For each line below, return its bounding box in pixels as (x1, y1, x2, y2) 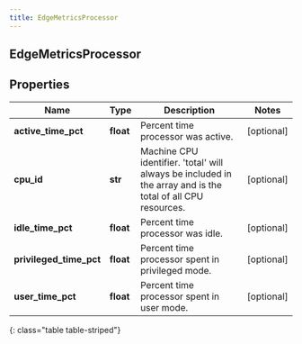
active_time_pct (13, 124, 84, 137)
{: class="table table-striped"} (9, 324, 121, 335)
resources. (140, 201, 186, 213)
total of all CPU (140, 190, 204, 203)
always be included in (140, 167, 232, 180)
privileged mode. (140, 264, 212, 276)
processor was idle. (140, 227, 223, 240)
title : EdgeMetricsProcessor (9, 13, 119, 23)
